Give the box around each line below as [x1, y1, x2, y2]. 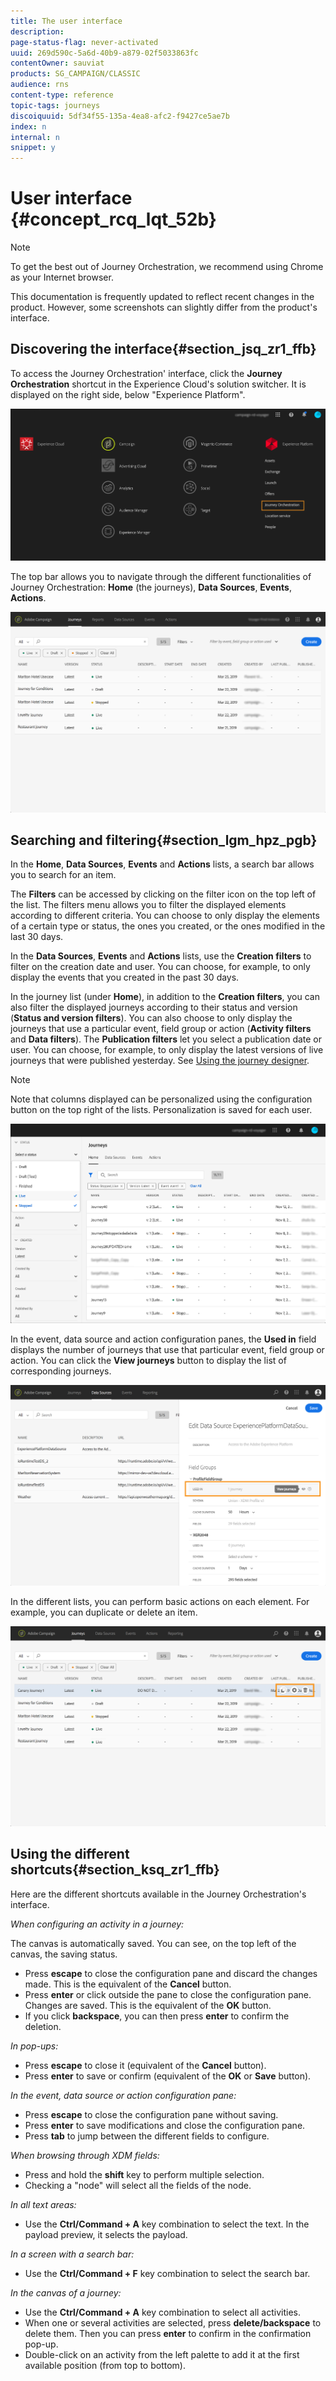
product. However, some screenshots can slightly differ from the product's [10, 301, 318, 314]
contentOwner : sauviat [10, 58, 105, 69]
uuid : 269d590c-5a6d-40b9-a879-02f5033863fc [10, 48, 199, 58]
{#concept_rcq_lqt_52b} [10, 208, 217, 231]
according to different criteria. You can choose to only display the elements [10, 910, 320, 922]
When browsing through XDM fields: [10, 2149, 160, 2161]
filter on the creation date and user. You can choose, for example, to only [10, 961, 311, 973]
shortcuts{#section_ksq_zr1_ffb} [10, 1861, 220, 1879]
